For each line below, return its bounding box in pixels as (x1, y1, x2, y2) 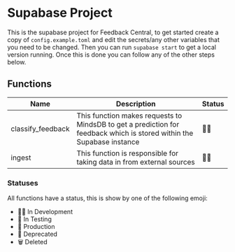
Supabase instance (76, 136, 140, 146)
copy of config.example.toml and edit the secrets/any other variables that (7, 35, 220, 43)
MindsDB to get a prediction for (76, 119, 180, 129)
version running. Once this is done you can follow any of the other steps (7, 50, 215, 59)
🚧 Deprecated (17, 230, 58, 239)
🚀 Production (17, 223, 55, 231)
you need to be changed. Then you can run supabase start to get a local (7, 43, 217, 51)
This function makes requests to (76, 111, 183, 120)
